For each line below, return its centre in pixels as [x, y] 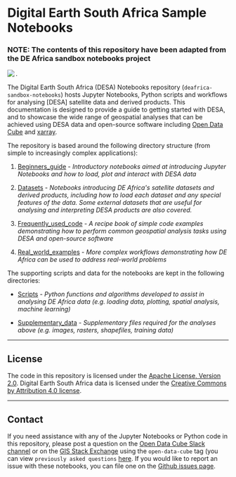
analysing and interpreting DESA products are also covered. [105, 210]
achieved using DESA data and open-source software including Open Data [115, 125]
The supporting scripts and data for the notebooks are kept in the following [116, 273]
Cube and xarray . [32, 132]
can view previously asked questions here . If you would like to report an [112, 459]
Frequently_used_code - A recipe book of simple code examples [110, 224]
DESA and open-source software [65, 238]
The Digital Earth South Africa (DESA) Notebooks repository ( [96, 87]
